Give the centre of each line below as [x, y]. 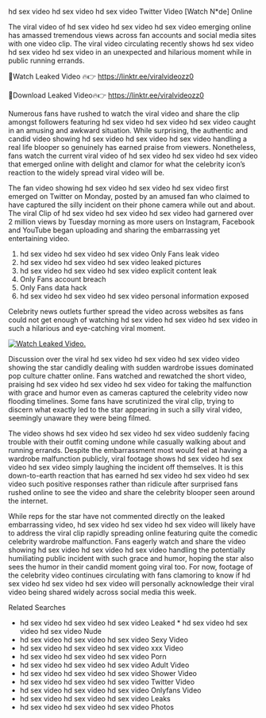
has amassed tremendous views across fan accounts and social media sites [132, 35]
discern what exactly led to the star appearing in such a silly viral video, [125, 409]
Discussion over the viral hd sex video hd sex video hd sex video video [124, 359]
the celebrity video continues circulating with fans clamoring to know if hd [129, 575]
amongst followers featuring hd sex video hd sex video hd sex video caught [132, 122]
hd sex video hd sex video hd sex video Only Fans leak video [120, 254]
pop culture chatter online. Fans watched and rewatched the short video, [127, 376]
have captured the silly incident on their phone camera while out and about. [132, 205]
